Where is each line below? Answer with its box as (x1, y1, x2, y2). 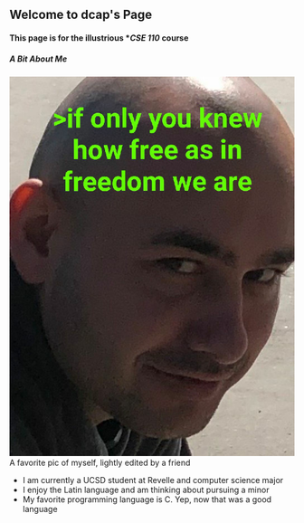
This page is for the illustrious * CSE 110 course (9, 32, 189, 43)
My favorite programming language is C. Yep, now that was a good (22, 494, 272, 505)
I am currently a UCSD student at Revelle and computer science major (22, 475, 284, 486)
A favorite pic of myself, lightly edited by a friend (9, 457, 191, 469)
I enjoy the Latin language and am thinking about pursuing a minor (22, 484, 270, 496)
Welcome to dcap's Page (9, 7, 152, 23)
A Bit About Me (9, 53, 68, 64)
